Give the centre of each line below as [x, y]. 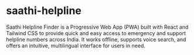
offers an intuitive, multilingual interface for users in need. [76, 46]
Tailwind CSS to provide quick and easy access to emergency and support [96, 33]
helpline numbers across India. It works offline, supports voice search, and [96, 39]
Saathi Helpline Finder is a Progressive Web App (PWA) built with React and [97, 27]
